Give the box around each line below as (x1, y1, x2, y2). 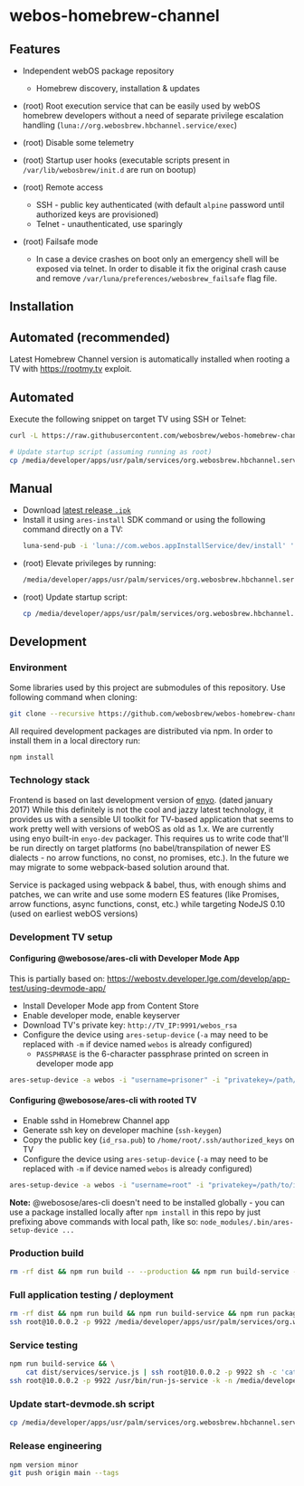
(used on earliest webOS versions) (9, 908, 138, 919)
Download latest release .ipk (22, 505, 131, 516)
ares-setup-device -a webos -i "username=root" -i (9, 1181, 204, 1190)
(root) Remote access (22, 182, 104, 193)
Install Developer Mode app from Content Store (22, 1000, 199, 1011)
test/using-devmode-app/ (9, 982, 107, 993)
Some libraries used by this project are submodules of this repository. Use (9, 682, 286, 693)
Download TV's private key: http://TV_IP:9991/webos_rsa (22, 1019, 238, 1030)
